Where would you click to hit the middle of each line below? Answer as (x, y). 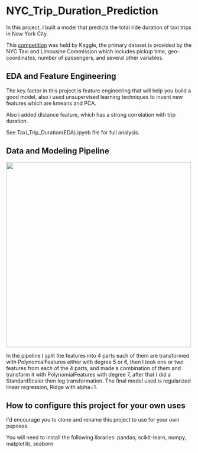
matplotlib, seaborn (30, 444)
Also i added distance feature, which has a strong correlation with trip (91, 114)
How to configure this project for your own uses (96, 405)
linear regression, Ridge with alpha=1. (52, 387)
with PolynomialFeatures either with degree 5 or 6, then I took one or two (95, 362)
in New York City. (27, 33)
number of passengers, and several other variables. (100, 57)
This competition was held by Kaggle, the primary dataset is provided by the (99, 45)
